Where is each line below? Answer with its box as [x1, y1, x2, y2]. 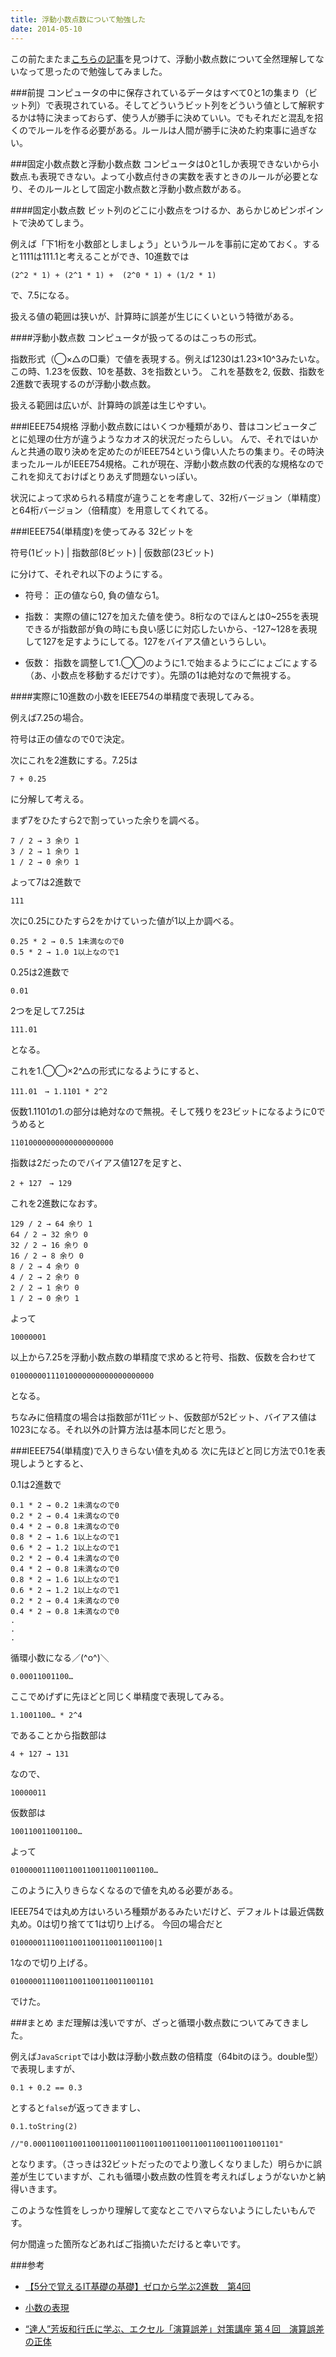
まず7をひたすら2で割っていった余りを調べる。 [10, 814, 205, 826]
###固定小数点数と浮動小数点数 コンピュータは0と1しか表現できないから [10, 157, 311, 170]
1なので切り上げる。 [10, 1956, 93, 1968]
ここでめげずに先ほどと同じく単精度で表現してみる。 [10, 1690, 230, 1702]
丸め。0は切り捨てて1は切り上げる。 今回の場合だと [10, 1917, 224, 1930]
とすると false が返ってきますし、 [10, 2101, 147, 2113]
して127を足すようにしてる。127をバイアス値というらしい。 [24, 635, 272, 647]
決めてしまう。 [27, 216, 90, 228]
